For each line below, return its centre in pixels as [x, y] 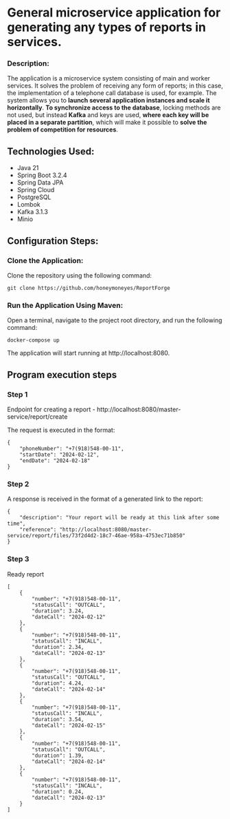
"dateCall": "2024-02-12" [69, 617]
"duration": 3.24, [58, 611]
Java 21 [28, 168]
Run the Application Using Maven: [65, 305]
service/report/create [37, 416]
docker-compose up [33, 340]
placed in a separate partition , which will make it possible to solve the [107, 123]
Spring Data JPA [40, 183]
